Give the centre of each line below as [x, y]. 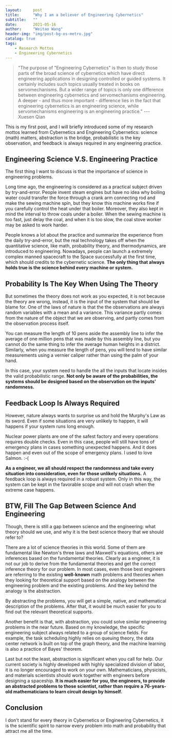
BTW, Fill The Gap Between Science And [71, 506]
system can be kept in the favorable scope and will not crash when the [80, 484]
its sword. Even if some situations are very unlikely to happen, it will [77, 421]
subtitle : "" [22, 20]
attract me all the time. [29, 731]
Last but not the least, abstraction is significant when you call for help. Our [84, 659]
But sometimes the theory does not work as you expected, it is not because [85, 296]
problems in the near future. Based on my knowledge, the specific [75, 627]
